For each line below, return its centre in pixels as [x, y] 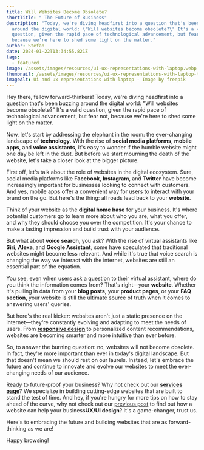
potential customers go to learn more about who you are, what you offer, [97, 216]
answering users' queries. [39, 304]
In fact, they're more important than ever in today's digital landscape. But [98, 353]
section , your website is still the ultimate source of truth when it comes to [98, 298]
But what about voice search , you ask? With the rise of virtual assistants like [102, 241]
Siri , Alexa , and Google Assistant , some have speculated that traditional [97, 247]
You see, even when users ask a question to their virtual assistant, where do [101, 278]
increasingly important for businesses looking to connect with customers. [98, 185]
